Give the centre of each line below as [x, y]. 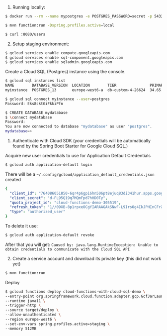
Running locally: [29, 7]
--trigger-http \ [23, 306]
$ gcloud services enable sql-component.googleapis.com [64, 57]
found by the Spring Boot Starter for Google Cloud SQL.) [70, 146]
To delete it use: [22, 226]
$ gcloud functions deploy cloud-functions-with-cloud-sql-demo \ [75, 291]
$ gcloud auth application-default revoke [50, 235]
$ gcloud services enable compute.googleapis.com [58, 53]
